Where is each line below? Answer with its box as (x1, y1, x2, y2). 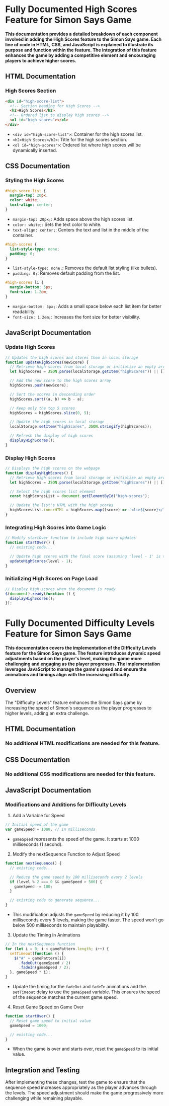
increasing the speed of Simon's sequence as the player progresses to (5, 705, 152, 711)
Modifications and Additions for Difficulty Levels (5, 801, 127, 808)
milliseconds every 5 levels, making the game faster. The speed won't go (12, 917, 164, 923)
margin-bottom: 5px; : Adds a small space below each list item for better (12, 303, 162, 309)
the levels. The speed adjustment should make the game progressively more (5, 1090, 163, 1096)
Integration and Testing (5, 1066, 80, 1074)
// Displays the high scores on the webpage (5, 466, 100, 471)
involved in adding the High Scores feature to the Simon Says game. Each (5, 36, 162, 42)
